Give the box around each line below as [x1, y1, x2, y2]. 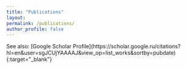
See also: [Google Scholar [6, 43, 72, 50]
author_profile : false [6, 26, 64, 32]
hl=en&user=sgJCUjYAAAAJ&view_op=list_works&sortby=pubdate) [6, 49, 176, 57]
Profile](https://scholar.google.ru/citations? [72, 43, 181, 50]
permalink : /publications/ [6, 20, 75, 26]
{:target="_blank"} [6, 56, 52, 63]
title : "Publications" [6, 9, 64, 15]
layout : [6, 15, 26, 21]
